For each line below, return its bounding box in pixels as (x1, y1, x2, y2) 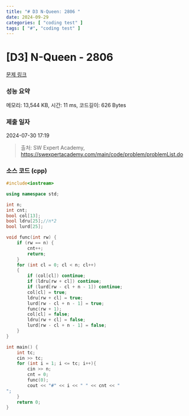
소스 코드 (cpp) (6, 166, 47, 175)
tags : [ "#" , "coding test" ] (6, 25, 81, 31)
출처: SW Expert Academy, (20, 144, 85, 151)
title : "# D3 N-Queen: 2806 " (6, 8, 81, 15)
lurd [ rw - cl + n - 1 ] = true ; (27, 300, 105, 307)
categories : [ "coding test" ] (6, 20, 83, 25)
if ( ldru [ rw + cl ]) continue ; (27, 279, 102, 285)
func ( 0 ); (27, 377, 49, 383)
